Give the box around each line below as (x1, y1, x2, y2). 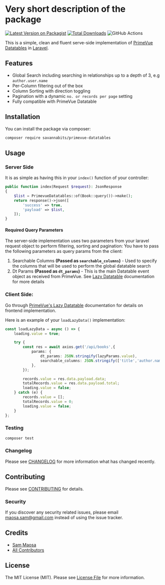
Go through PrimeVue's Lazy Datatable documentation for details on (5, 302, 143, 308)
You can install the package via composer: (5, 125, 91, 131)
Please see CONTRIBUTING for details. (5, 486, 84, 492)
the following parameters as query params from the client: (5, 248, 123, 254)
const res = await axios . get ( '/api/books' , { (23, 344, 115, 350)
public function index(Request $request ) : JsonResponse (5, 185, 122, 189)
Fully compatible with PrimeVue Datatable (12, 98, 97, 104)
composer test (5, 435, 34, 441)
